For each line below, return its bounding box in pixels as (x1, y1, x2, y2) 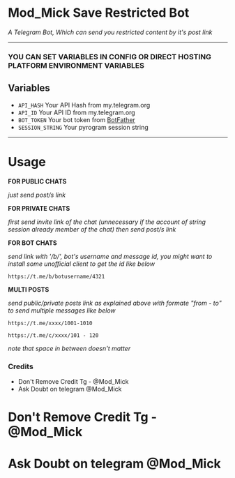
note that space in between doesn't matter (8, 344, 131, 352)
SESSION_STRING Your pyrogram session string (17, 123, 149, 131)
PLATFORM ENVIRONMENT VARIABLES (8, 61, 145, 70)
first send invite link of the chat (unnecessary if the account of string (8, 218, 206, 226)
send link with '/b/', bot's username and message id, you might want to (8, 252, 213, 260)
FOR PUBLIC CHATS (8, 177, 67, 186)
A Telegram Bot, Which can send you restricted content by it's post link (8, 28, 213, 36)
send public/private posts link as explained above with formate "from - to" (8, 299, 222, 307)
